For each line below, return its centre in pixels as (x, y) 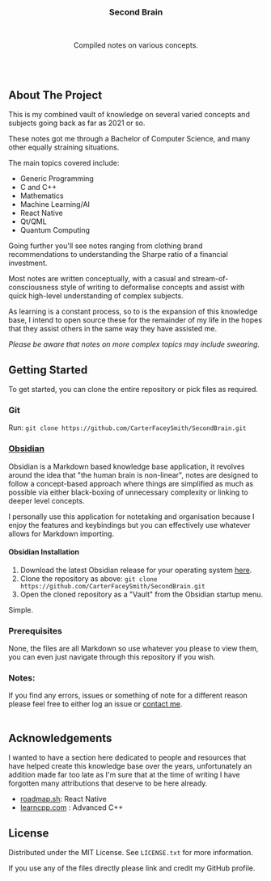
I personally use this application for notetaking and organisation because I (131, 516)
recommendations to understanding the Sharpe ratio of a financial (118, 255)
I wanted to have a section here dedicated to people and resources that (127, 757)
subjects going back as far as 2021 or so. (77, 123)
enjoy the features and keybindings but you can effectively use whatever (129, 525)
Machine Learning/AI (55, 204)
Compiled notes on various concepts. (136, 45)
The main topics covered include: (64, 163)
